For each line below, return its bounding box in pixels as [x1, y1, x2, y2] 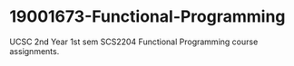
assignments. [9, 45, 60, 56]
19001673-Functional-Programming [9, 6, 286, 27]
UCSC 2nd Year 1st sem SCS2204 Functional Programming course [9, 36, 259, 47]
